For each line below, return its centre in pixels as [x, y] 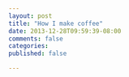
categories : [28, 46]
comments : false [36, 38]
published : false [38, 53]
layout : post [30, 16]
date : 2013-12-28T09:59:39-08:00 [65, 31]
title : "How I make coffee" [56, 24]
